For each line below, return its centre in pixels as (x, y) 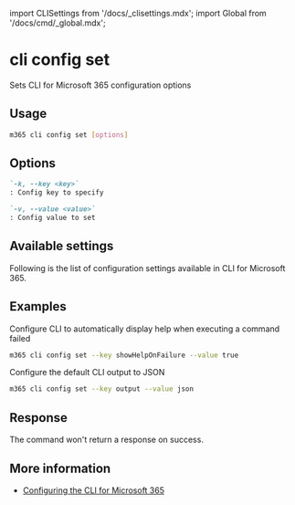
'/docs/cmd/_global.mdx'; (58, 23)
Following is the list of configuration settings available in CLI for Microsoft (147, 268)
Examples (38, 306)
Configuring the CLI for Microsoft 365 (93, 490)
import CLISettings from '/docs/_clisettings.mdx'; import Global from (138, 13)
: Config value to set (53, 218)
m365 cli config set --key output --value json (102, 389)
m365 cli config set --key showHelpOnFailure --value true (124, 355)
